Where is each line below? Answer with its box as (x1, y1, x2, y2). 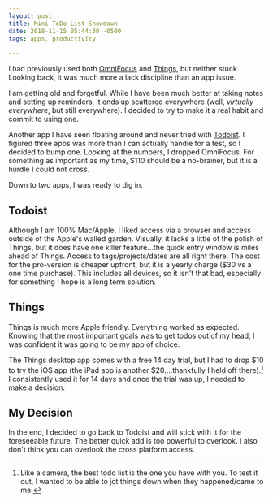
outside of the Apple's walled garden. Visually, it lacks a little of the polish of (8, 234, 264, 244)
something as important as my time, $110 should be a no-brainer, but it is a (8, 156, 258, 166)
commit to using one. (8, 115, 80, 124)
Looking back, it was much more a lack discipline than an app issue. (8, 72, 236, 82)
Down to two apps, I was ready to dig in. (8, 180, 144, 190)
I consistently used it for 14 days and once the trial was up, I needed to (8, 374, 245, 383)
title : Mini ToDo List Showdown (8, 19, 118, 28)
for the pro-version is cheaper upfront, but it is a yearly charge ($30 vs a (8, 260, 252, 270)
